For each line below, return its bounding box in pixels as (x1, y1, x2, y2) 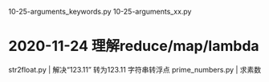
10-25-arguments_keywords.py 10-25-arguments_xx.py (8, 7, 192, 16)
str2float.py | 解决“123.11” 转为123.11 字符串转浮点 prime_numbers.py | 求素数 (8, 64, 262, 74)
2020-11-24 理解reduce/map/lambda (8, 37, 259, 55)
